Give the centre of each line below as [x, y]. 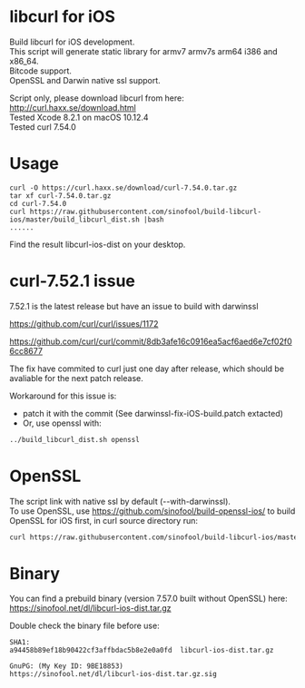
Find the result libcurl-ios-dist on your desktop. [98, 244]
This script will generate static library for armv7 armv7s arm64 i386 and [144, 51]
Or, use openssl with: [62, 423]
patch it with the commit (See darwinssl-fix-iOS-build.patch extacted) [153, 413]
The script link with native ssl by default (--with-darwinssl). [120, 501]
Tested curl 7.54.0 [43, 127]
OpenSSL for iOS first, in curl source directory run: [103, 520]
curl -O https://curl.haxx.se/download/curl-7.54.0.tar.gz [123, 188]
